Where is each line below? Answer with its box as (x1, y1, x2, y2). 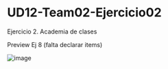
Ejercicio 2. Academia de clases (7, 27, 97, 36)
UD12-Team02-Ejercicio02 (7, 5, 163, 20)
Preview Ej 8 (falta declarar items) (7, 40, 103, 49)
